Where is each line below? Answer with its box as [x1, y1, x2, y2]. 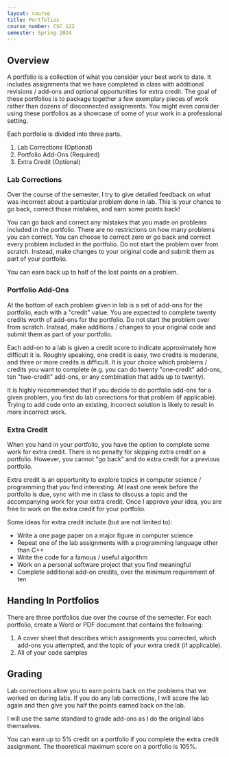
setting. [7, 117, 29, 125]
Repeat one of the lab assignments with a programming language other [16, 538, 218, 546]
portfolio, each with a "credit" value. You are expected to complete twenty [7, 308, 217, 316]
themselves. [7, 721, 42, 730]
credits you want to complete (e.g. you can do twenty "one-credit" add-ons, [7, 365, 222, 373]
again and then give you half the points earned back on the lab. [7, 701, 186, 709]
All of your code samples [16, 648, 88, 656]
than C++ [16, 546, 45, 554]
